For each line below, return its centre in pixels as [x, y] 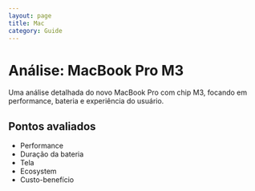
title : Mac [26, 23]
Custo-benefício [47, 180]
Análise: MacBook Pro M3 [96, 70]
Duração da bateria [52, 154]
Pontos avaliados [52, 126]
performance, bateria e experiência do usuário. [86, 101]
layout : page [30, 16]
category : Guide [35, 30]
